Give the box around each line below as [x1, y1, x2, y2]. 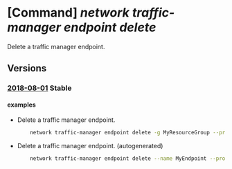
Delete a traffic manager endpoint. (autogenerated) [17, 142, 163, 150]
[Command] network [7, 5, 130, 21]
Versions [7, 62, 47, 74]
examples [7, 100, 36, 109]
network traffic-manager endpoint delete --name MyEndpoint [30, 155, 207, 162]
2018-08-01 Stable [7, 83, 72, 93]
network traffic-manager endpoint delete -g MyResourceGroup [30, 130, 210, 136]
